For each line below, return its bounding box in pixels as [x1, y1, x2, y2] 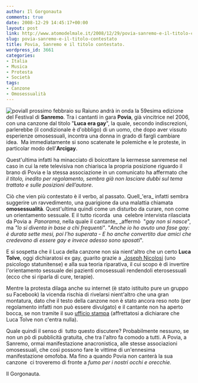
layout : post [6, 25, 38, 31]
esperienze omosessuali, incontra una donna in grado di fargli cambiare [6, 132, 180, 139]
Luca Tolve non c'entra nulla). [6, 316, 78, 323]
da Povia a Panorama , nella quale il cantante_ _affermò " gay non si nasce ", [6, 218, 192, 225]
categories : [6, 53, 35, 58]
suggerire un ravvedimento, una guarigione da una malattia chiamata [6, 199, 173, 206]
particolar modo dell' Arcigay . [6, 145, 78, 152]
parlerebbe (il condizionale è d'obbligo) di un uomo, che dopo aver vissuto [6, 126, 187, 133]
